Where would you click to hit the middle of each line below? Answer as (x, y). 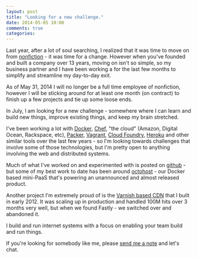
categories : (21, 34)
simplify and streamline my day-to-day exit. (59, 76)
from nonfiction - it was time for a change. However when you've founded (96, 57)
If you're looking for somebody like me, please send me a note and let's (93, 243)
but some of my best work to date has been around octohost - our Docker (96, 171)
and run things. (24, 232)
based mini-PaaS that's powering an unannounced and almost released (93, 178)
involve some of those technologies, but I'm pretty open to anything (88, 148)
